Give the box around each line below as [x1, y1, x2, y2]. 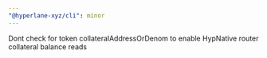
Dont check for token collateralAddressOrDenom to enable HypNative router [8, 33, 259, 43]
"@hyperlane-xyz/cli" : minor [8, 11, 105, 20]
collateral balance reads [8, 41, 88, 52]
